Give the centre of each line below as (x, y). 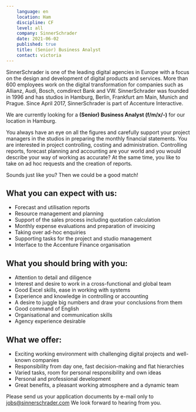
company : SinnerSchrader (47, 34)
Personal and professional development (62, 379)
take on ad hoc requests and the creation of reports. (69, 163)
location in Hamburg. (31, 120)
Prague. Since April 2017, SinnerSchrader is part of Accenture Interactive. (95, 103)
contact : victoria (39, 55)
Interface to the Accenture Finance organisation (72, 245)
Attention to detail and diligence (53, 277)
